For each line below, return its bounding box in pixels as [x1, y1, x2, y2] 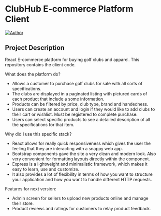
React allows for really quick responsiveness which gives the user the [12, 140, 151, 146]
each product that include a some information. [12, 96, 104, 102]
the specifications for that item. [12, 122, 74, 127]
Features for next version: [5, 185, 57, 192]
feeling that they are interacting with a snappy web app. [12, 145, 123, 151]
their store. [12, 200, 34, 206]
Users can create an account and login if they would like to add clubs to [12, 106, 155, 112]
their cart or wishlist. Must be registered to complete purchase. [12, 111, 138, 117]
